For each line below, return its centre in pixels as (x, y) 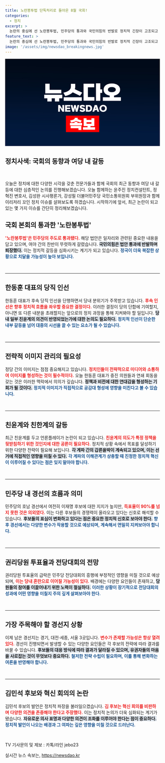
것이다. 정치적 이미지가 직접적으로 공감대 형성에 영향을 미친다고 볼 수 (84, 387)
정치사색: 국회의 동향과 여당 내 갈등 (55, 161)
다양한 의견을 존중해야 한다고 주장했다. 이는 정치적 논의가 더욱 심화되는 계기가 (84, 712)
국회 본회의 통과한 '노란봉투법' (48, 225)
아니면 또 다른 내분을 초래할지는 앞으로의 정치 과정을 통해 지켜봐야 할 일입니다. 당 (82, 312)
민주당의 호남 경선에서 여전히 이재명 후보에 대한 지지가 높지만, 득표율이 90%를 (80, 506)
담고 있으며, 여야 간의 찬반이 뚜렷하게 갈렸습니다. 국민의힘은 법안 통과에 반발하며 (82, 244)
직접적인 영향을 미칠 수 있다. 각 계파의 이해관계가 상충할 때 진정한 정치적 (82, 456)
